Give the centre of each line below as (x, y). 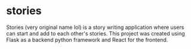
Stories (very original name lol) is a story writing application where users (95, 27)
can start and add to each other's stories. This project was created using (95, 33)
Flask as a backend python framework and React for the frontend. (87, 40)
